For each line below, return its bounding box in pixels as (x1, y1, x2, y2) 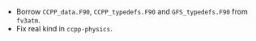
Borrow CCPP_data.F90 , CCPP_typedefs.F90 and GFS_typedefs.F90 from (15, 7, 249, 16)
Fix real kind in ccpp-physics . (15, 24, 113, 33)
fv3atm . (15, 15, 41, 25)
